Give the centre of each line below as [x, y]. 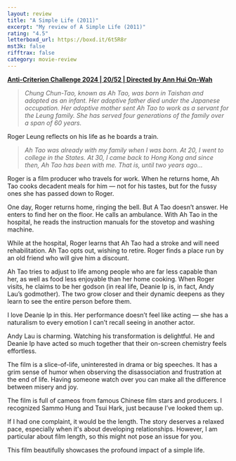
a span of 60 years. [53, 123]
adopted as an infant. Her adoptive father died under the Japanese [122, 100]
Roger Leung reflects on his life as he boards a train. [83, 136]
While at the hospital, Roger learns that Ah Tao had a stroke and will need [113, 243]
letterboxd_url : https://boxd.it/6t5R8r [67, 40]
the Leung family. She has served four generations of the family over [124, 115]
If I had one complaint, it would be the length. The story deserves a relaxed [116, 421]
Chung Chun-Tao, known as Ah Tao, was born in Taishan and [114, 93]
